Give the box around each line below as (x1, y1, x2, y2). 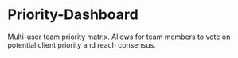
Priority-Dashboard (7, 6, 139, 24)
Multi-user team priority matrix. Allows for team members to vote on (7, 32, 231, 41)
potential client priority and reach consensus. (7, 40, 156, 49)
